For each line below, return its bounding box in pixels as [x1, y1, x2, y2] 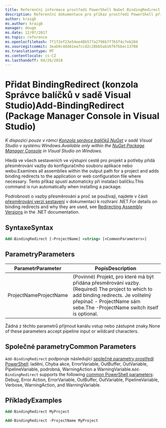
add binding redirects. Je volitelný [73, 292, 152, 299]
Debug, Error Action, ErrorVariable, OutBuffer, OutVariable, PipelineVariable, [5, 377, 159, 383]
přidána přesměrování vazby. [73, 279, 141, 286]
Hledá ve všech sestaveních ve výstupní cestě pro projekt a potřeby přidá [5, 158, 155, 164]
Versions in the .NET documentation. [5, 209, 80, 215]
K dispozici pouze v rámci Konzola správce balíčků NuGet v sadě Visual [5, 137, 152, 143]
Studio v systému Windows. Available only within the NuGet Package [5, 143, 145, 149]
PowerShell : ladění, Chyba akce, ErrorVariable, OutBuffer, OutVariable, [5, 361, 148, 367]
